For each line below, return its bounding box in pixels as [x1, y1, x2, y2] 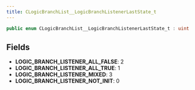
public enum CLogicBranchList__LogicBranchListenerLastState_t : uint [6, 25, 190, 31]
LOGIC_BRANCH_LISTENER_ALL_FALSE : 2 [15, 58, 124, 65]
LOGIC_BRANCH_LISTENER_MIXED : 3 [15, 71, 113, 79]
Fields [6, 42, 30, 52]
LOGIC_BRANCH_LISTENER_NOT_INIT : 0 [15, 77, 120, 85]
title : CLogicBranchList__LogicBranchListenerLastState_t [6, 8, 157, 15]
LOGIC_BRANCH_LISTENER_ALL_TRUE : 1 [15, 65, 121, 72]
